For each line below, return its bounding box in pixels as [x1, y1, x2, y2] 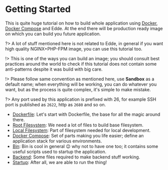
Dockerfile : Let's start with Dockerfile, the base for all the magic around [12, 111, 160, 117]
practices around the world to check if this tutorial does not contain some [5, 61, 157, 67]
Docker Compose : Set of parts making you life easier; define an [12, 132, 144, 138]
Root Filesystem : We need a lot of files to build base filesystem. [12, 122, 144, 128]
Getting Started [5, 4, 71, 15]
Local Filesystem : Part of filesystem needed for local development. [12, 127, 151, 133]
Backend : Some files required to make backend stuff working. [12, 154, 140, 160]
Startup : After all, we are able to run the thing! [12, 159, 107, 165]
